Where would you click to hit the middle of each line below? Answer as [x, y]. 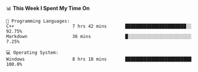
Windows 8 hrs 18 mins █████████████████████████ [99, 59]
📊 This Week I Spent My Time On [48, 8]
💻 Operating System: [33, 53]
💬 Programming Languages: [38, 21]
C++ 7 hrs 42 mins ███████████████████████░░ [99, 26]
